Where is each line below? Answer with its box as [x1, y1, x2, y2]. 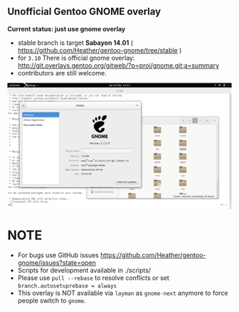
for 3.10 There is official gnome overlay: [17, 53, 135, 62]
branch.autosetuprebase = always [17, 282, 117, 289]
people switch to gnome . [17, 296, 87, 305]
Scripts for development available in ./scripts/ [17, 266, 152, 274]
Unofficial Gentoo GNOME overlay [7, 6, 161, 18]
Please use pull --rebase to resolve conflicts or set [17, 274, 169, 282]
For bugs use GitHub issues [17, 251, 100, 259]
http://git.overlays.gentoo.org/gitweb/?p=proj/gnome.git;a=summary [17, 61, 219, 70]
